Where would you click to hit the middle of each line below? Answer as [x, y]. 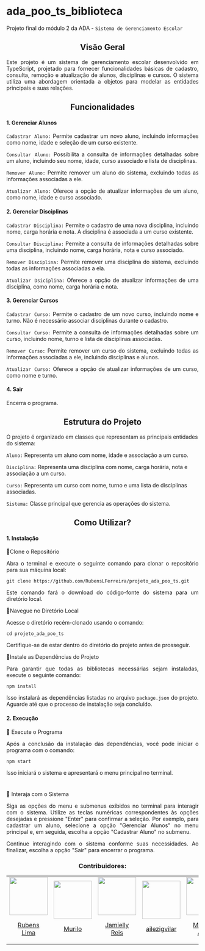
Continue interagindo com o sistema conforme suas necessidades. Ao [103, 844]
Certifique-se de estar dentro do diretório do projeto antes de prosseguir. [98, 645]
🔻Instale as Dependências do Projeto [53, 657]
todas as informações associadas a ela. [56, 268]
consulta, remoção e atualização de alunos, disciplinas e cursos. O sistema [103, 75]
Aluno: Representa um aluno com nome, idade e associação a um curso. [98, 455]
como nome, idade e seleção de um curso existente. [72, 143]
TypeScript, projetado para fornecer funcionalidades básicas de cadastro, [103, 68]
